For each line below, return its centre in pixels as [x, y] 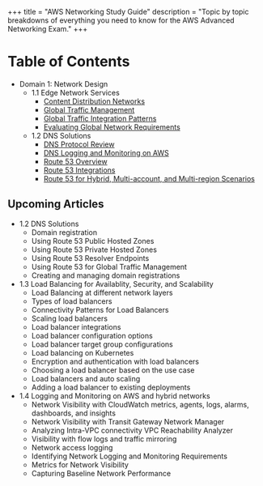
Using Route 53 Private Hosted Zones [94, 249]
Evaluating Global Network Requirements [112, 127]
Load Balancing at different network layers [102, 292]
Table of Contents [69, 62]
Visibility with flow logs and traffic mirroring [104, 439]
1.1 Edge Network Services [76, 92]
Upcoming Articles [56, 205]
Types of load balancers [72, 301]
